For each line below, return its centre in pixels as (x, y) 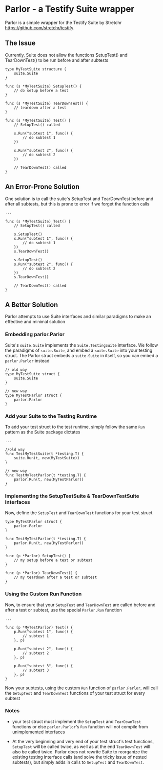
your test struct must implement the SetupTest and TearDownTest (77, 721)
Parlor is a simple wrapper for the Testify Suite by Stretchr (63, 23)
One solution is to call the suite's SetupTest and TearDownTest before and (79, 199)
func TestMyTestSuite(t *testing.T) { (44, 453)
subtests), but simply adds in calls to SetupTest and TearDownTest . (78, 762)
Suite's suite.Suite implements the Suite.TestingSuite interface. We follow (81, 345)
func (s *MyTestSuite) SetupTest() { (43, 86)
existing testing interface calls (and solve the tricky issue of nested (79, 757)
